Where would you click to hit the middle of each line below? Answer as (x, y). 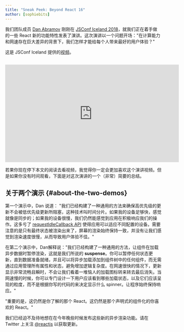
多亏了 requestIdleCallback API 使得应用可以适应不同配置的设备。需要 (90, 224)
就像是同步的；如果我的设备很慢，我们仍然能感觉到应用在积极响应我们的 (79, 218)
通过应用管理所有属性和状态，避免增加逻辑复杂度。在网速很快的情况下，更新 (83, 266)
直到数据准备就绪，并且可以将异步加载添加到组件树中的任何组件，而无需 (88, 260)
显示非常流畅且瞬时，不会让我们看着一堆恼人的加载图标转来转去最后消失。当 (83, 272)
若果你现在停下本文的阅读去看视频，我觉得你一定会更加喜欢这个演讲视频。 (81, 169)
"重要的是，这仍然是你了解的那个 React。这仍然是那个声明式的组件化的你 (80, 301)
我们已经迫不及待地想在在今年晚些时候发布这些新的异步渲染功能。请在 (77, 318)
